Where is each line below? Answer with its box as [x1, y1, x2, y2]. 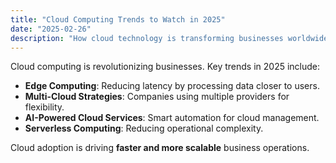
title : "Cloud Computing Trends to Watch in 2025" [10, 14, 226, 25]
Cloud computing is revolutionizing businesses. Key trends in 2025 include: [10, 61, 321, 73]
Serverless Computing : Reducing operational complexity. [24, 122, 264, 135]
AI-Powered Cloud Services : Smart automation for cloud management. [24, 112, 320, 124]
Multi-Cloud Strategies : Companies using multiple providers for [24, 91, 290, 103]
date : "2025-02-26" [10, 24, 92, 34]
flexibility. [24, 101, 65, 113]
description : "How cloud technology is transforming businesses [10, 33, 284, 43]
